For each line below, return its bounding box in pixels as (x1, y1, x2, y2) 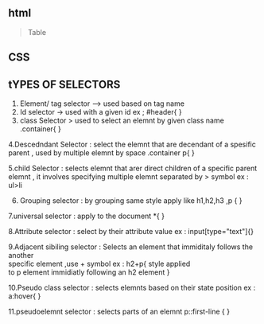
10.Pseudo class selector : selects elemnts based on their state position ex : (8, 283, 256, 293)
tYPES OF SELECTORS (8, 77, 121, 91)
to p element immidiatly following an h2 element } (8, 267, 170, 277)
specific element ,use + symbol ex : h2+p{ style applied (8, 259, 191, 269)
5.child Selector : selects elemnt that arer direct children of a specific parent (8, 163, 258, 174)
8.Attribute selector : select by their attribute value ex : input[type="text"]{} (8, 227, 254, 236)
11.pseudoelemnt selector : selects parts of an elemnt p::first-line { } (8, 306, 231, 317)
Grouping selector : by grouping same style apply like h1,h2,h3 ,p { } (19, 196, 243, 205)
